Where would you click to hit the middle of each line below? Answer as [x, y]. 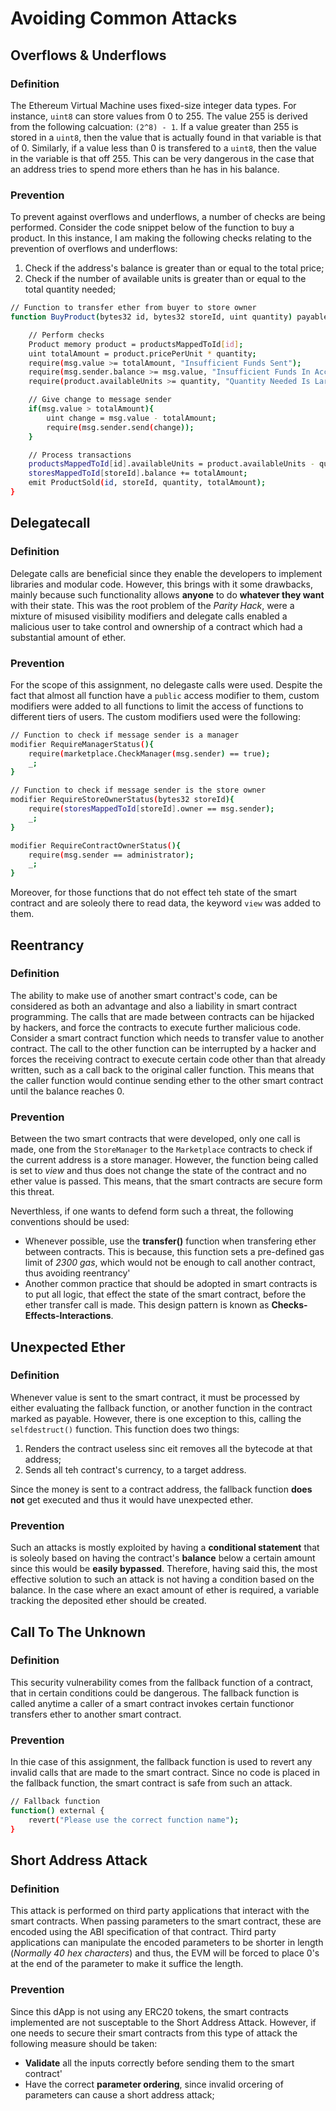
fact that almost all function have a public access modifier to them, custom [165, 695]
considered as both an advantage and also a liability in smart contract [154, 1006]
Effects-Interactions [68, 1316]
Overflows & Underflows [88, 55]
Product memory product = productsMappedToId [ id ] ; [136, 344]
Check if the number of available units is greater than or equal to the [165, 279]
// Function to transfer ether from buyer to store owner [133, 308]
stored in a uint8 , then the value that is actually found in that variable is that [166, 137]
